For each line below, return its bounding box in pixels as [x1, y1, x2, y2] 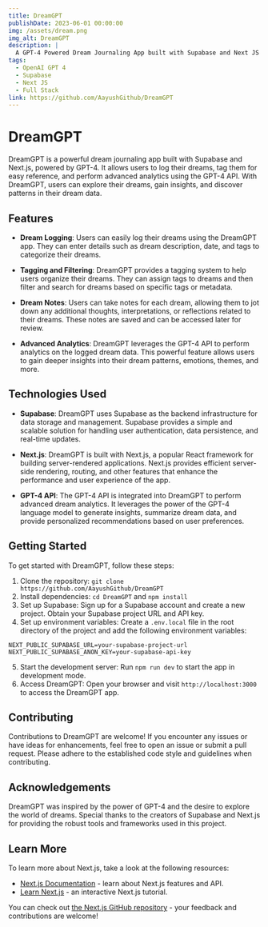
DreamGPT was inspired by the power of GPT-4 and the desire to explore [8, 801, 250, 812]
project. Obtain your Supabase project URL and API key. [19, 609, 205, 618]
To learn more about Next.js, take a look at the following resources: [8, 863, 230, 873]
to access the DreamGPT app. [19, 687, 120, 697]
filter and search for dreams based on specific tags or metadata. [19, 282, 234, 292]
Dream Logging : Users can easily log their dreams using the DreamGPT [19, 233, 258, 242]
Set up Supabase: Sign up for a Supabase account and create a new [19, 600, 246, 609]
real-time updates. [19, 434, 82, 444]
